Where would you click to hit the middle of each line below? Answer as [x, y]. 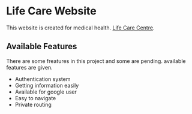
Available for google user [46, 92]
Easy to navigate [35, 98]
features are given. [29, 67]
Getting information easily [47, 85]
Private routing [33, 104]
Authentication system [43, 79]
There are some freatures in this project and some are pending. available [96, 61]
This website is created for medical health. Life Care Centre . [80, 28]
